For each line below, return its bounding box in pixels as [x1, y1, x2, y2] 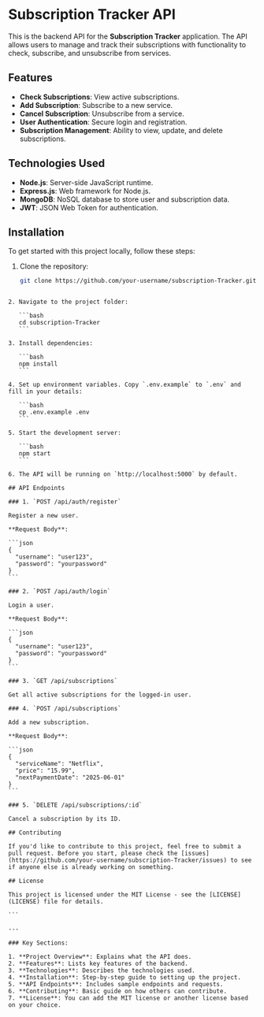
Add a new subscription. [8, 718, 90, 726]
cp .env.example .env [18, 408, 90, 417]
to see [230, 856, 252, 864]
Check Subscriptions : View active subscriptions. [19, 92, 180, 102]
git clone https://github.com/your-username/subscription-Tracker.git [19, 277, 257, 285]
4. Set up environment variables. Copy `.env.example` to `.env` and [8, 380, 242, 389]
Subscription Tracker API [8, 6, 176, 24]
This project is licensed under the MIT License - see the [8, 891, 206, 899]
